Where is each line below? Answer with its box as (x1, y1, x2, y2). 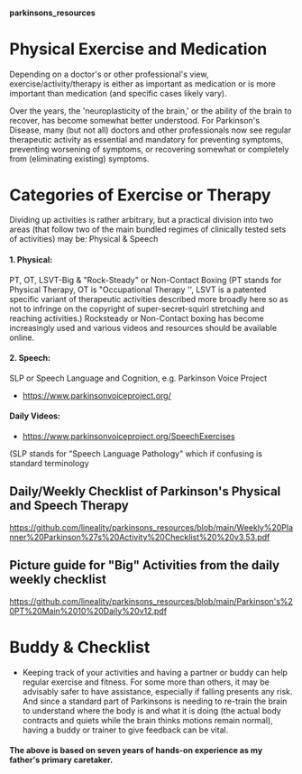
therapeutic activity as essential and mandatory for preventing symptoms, (9, 134, 284, 144)
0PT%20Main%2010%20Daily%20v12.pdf (9, 605, 168, 616)
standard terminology (9, 458, 89, 469)
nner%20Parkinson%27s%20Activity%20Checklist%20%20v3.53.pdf (9, 531, 270, 542)
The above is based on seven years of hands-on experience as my (9, 745, 263, 756)
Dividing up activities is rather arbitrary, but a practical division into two (9, 215, 274, 226)
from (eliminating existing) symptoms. (9, 153, 151, 164)
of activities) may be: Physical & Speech (9, 234, 159, 244)
